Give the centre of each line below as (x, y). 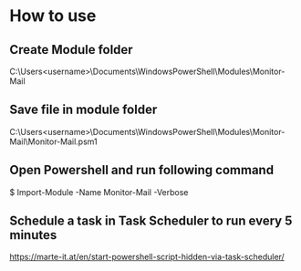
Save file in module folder (83, 110)
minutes (33, 235)
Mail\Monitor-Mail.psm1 (53, 141)
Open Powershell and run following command (142, 170)
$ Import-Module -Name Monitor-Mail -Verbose (99, 192)
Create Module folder (72, 50)
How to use (53, 16)
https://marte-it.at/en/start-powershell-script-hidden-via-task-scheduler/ (147, 257)
